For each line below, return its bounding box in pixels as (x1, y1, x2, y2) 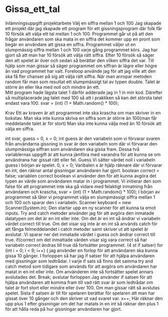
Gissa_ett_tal (5, 4, 60, 15)
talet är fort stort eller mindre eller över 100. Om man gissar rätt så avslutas (5, 284, 160, 290)
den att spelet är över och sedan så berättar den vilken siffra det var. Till (5, 57, 154, 63)
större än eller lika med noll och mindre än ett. (5, 84, 100, 90)
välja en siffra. (5, 125, 35, 131)
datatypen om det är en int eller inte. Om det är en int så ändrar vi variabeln (5, 215, 160, 221)
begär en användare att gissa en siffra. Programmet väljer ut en (5, 41, 136, 47)
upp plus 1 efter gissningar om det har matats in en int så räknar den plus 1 (5, 300, 159, 306)
